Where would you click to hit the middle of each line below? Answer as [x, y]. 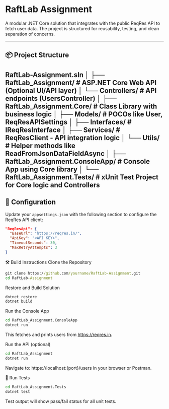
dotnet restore [21, 297]
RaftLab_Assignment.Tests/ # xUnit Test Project [82, 177]
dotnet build [19, 301]
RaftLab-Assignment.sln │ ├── [55, 75]
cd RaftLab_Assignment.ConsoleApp [41, 320]
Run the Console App [27, 311]
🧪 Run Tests [18, 378]
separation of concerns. [30, 34]
